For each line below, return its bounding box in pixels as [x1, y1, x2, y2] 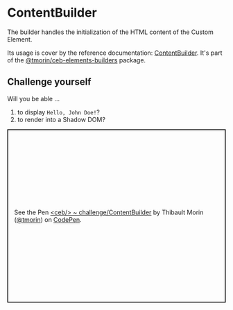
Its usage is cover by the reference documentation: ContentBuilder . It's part [7, 49, 223, 57]
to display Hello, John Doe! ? [17, 107, 101, 116]
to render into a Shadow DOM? [17, 115, 106, 123]
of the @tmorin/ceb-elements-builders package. [7, 55, 146, 64]
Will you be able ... [7, 94, 60, 103]
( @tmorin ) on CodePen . [14, 215, 82, 223]
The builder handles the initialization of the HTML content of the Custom [7, 28, 214, 36]
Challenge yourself [7, 76, 92, 88]
